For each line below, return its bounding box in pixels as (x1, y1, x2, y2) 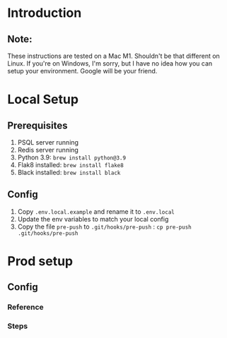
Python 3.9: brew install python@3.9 (17, 153, 126, 162)
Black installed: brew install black (17, 168, 121, 176)
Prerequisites (7, 119, 68, 131)
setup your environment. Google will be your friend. (7, 67, 158, 75)
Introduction (7, 5, 82, 21)
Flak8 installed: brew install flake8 (17, 161, 124, 169)
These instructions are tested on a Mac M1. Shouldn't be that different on (7, 52, 221, 60)
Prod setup (7, 253, 74, 269)
